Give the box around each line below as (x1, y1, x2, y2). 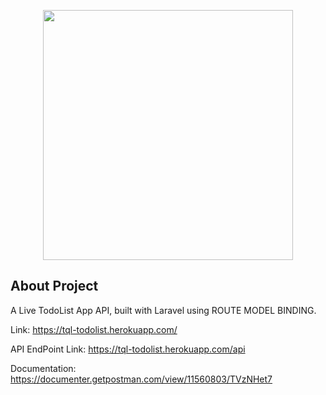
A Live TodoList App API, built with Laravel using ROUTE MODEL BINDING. (10, 304, 317, 316)
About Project (10, 278, 99, 295)
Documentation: (10, 362, 77, 374)
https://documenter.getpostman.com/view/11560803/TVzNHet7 (10, 373, 273, 385)
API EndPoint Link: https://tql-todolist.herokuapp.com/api (10, 343, 246, 355)
